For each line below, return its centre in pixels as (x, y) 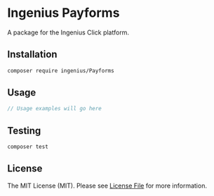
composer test (28, 147)
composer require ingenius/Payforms (61, 71)
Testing (24, 130)
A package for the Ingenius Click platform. (68, 32)
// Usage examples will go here (54, 109)
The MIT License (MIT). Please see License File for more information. (107, 185)
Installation (32, 54)
